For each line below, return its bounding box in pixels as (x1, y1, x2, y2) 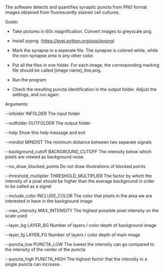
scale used (5, 213, 27, 218)
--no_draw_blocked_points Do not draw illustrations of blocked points (5, 163, 146, 169)
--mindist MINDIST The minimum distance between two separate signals (5, 139, 152, 145)
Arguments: (5, 101, 29, 107)
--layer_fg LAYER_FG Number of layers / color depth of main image (5, 232, 141, 238)
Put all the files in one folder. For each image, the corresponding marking (12, 62, 160, 68)
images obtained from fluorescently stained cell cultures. (5, 9, 120, 15)
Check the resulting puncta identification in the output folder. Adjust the (12, 86, 157, 92)
